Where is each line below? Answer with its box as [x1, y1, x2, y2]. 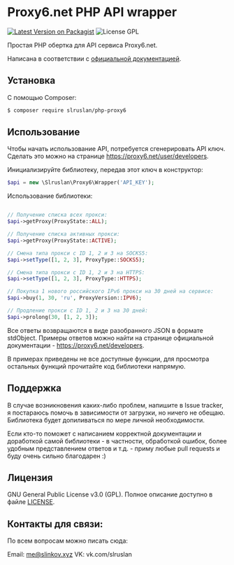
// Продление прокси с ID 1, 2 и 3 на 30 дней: [7, 307, 149, 315]
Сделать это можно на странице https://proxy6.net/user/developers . [7, 152, 209, 161]
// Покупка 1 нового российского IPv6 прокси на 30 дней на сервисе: [7, 288, 214, 295]
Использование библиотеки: [7, 192, 93, 200]
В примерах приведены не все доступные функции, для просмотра [7, 355, 210, 363]
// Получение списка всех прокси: [7, 211, 108, 219]
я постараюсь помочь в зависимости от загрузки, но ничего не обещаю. [7, 408, 226, 417]
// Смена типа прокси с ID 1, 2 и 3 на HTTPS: [7, 269, 145, 276]
